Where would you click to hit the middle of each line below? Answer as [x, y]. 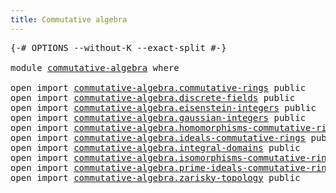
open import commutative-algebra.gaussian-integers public [158, 117]
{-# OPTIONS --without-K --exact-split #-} [118, 47]
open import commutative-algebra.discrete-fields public [153, 97]
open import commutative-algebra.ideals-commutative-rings [158, 137]
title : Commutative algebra [69, 19]
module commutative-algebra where [95, 67]
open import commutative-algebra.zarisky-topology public [155, 177]
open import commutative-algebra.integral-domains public [155, 147]
